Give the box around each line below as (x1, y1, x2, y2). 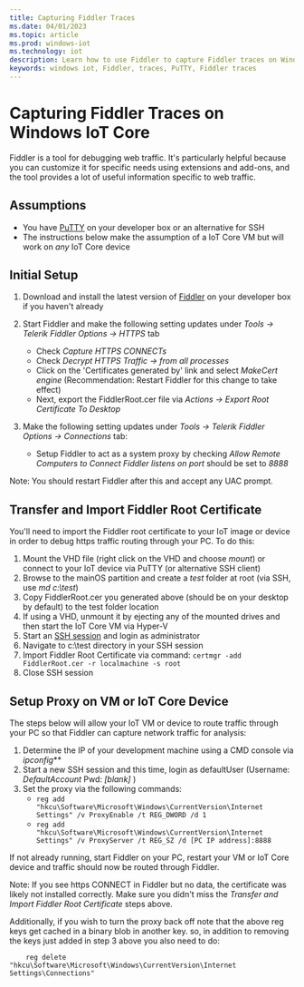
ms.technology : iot (9, 47, 83, 56)
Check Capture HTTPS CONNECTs (35, 346, 167, 357)
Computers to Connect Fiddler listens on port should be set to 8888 (35, 458, 289, 469)
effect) (35, 385, 62, 396)
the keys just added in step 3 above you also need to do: (9, 935, 220, 946)
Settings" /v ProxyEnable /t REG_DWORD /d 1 (35, 811, 207, 820)
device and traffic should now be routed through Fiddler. (9, 862, 220, 873)
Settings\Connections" (9, 969, 95, 978)
